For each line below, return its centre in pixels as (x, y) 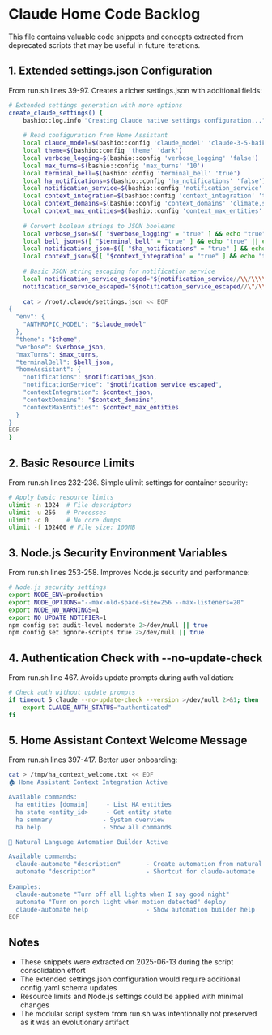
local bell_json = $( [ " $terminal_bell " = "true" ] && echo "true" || (141, 241)
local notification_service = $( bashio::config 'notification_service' (143, 188)
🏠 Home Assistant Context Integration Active (88, 782)
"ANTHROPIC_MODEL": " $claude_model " (85, 325)
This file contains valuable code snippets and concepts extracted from (126, 37)
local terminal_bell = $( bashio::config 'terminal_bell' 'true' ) (132, 173)
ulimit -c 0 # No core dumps (65, 520)
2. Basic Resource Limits (72, 463)
